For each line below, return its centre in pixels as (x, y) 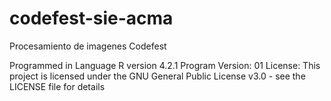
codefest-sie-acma (91, 18)
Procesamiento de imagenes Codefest (88, 46)
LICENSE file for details (57, 86)
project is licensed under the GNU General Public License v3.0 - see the (157, 76)
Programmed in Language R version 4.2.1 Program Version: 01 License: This (165, 65)
